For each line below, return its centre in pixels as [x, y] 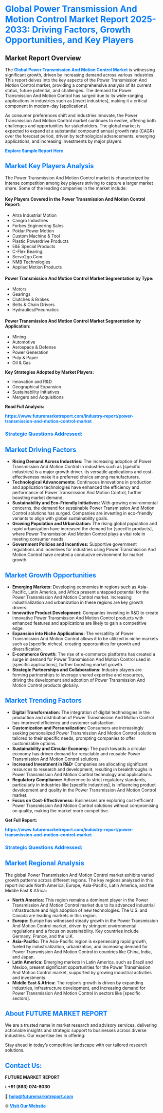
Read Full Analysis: [25, 407]
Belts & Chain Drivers [33, 305]
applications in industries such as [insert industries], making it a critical [76, 101]
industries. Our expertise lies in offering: [45, 1036]
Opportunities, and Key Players [69, 40]
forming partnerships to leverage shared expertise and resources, [78, 675]
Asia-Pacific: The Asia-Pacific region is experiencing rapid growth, [80, 941]
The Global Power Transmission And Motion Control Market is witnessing [80, 70]
